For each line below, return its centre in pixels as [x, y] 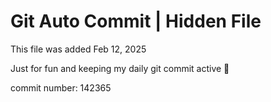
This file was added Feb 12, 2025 [78, 49]
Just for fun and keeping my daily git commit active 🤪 [120, 68]
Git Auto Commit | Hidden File [136, 21]
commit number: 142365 [61, 87]
